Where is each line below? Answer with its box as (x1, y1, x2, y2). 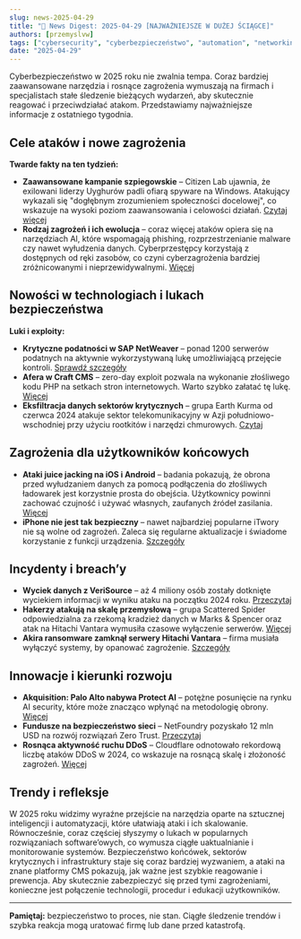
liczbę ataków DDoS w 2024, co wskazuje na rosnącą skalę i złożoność (21, 749, 287, 760)
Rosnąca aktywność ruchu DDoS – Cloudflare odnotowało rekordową (21, 740, 281, 751)
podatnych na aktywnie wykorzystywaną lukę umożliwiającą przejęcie (21, 352, 282, 363)
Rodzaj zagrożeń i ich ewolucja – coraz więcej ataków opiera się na (21, 223, 273, 234)
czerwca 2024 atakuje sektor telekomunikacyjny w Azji (21, 409, 226, 420)
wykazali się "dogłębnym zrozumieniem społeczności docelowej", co (21, 194, 277, 206)
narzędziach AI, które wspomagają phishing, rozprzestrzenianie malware (21, 233, 291, 244)
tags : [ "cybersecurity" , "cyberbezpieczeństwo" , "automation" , (9, 38, 251, 47)
